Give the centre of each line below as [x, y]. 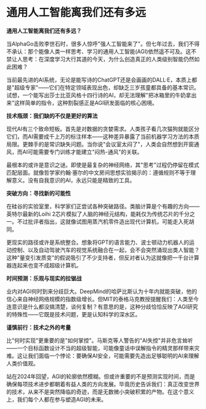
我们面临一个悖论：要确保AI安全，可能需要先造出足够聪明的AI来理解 [113, 356]
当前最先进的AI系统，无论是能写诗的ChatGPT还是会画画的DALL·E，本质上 [99, 80]
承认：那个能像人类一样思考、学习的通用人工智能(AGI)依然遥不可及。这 [101, 51]
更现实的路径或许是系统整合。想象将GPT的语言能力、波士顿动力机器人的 [98, 242]
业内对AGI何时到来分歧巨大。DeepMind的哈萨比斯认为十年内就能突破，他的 [102, 291]
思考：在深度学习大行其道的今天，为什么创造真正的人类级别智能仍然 [108, 59]
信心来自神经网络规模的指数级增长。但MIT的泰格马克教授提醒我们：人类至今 [103, 299]
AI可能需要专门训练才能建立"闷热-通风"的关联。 [82, 151]
